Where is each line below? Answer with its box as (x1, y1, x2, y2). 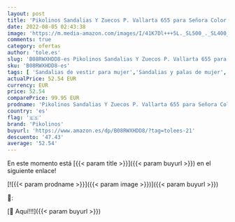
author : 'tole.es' (7, 50, 61, 57)
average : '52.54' (7, 140, 58, 147)
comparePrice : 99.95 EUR (7, 95, 80, 102)
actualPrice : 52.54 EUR (7, 75, 77, 82)
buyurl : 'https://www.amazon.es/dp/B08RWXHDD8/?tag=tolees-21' (7, 127, 196, 134)
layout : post (7, 10, 45, 17)
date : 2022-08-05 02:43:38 (7, 23, 86, 30)
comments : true (7, 36, 52, 43)
